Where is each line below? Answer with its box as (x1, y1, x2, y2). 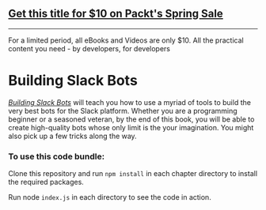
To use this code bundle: (8, 151, 105, 162)
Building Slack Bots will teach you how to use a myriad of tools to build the (8, 97, 252, 107)
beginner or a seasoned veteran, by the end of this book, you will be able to (8, 114, 255, 124)
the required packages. (8, 178, 85, 187)
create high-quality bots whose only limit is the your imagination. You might (8, 122, 254, 132)
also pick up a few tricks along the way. (8, 131, 137, 141)
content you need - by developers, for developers (8, 43, 170, 53)
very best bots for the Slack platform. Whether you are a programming (8, 106, 237, 115)
